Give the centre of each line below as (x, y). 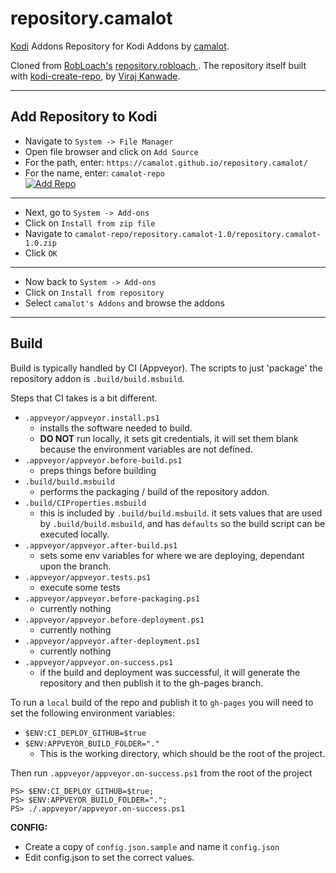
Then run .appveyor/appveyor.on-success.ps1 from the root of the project (161, 773)
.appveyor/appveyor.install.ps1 (92, 418)
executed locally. (74, 534)
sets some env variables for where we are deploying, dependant (172, 555)
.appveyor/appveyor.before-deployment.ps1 (114, 620)
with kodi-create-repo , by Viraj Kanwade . (95, 76)
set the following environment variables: (93, 713)
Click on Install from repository (94, 292)
